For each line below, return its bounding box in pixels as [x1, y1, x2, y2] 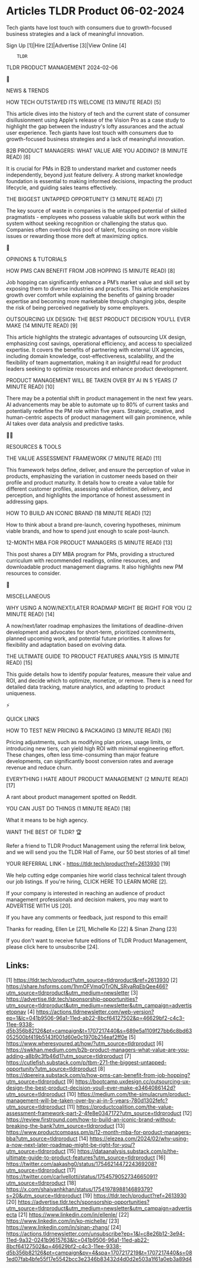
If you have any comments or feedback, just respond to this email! [6, 914, 168, 921]
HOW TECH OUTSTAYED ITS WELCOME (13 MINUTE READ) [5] [6, 98, 162, 106]
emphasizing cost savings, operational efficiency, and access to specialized [6, 340, 192, 347]
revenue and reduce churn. [6, 764, 73, 771]
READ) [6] [6, 153, 31, 161]
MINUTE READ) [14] [6, 610, 55, 618]
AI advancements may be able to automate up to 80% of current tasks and [6, 401, 189, 408]
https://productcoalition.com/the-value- [76, 1103, 174, 1110]
